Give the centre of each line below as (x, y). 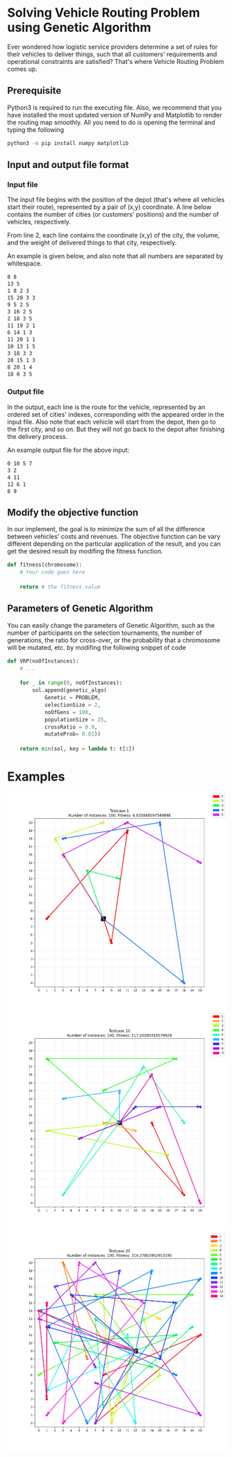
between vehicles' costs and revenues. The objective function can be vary (114, 537)
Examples (36, 777)
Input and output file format (68, 165)
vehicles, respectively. (39, 222)
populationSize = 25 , (76, 719)
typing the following (36, 129)
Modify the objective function (73, 513)
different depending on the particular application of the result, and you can (114, 544)
